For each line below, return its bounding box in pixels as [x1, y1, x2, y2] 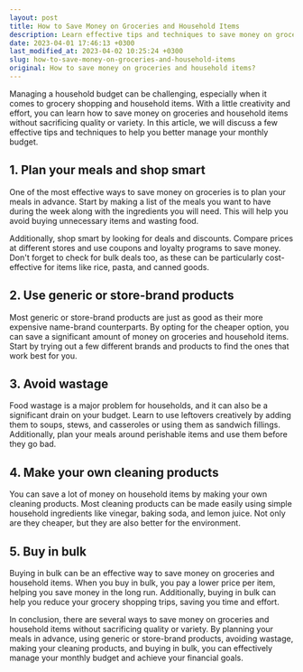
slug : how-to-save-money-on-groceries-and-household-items [9, 55, 236, 64]
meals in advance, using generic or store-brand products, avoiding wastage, [9, 633, 294, 644]
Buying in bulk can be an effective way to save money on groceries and [9, 567, 275, 578]
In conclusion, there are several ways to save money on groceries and [9, 613, 270, 624]
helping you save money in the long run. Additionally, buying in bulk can [9, 586, 277, 597]
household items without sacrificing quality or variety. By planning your [9, 623, 273, 634]
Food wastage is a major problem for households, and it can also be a [9, 400, 269, 411]
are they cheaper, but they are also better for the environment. [9, 518, 241, 528]
